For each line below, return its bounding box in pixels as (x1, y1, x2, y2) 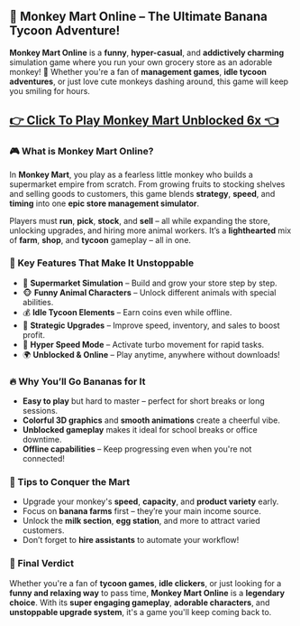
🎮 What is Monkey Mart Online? (9, 145, 154, 158)
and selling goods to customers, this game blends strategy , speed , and (9, 188, 276, 199)
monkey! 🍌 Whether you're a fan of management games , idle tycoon (9, 66, 268, 77)
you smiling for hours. (9, 85, 90, 96)
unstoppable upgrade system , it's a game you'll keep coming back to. (9, 606, 272, 617)
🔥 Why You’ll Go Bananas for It (9, 375, 146, 388)
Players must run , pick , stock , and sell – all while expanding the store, (9, 215, 270, 226)
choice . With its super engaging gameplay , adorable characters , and (9, 597, 270, 608)
